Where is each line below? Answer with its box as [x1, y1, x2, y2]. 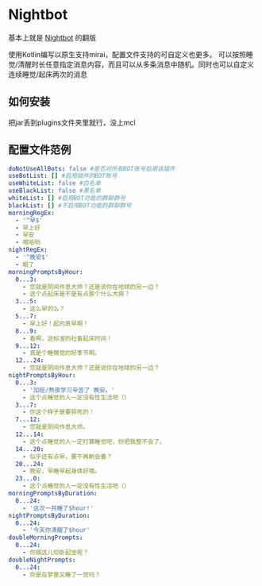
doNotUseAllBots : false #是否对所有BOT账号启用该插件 [8, 164, 176, 172]
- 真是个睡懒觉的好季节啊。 [22, 349, 101, 357]
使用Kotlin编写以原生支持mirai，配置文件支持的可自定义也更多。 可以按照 [8, 49, 246, 59]
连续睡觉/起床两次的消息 [8, 69, 88, 79]
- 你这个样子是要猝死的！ [22, 408, 95, 416]
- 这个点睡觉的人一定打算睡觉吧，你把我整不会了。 [22, 438, 166, 445]
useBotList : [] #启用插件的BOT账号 [8, 172, 118, 180]
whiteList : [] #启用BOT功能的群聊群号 [8, 195, 125, 202]
